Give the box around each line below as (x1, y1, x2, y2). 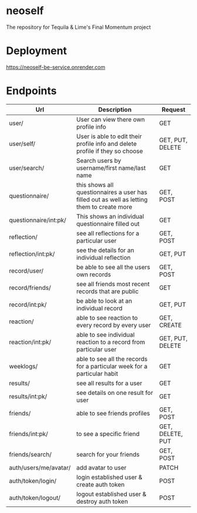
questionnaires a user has (76, 188, 148, 196)
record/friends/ (9, 283, 51, 291)
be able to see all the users (76, 263, 151, 271)
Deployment (6, 44, 67, 58)
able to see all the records (76, 354, 148, 363)
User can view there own (76, 115, 145, 123)
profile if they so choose (76, 147, 144, 155)
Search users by (76, 156, 121, 165)
